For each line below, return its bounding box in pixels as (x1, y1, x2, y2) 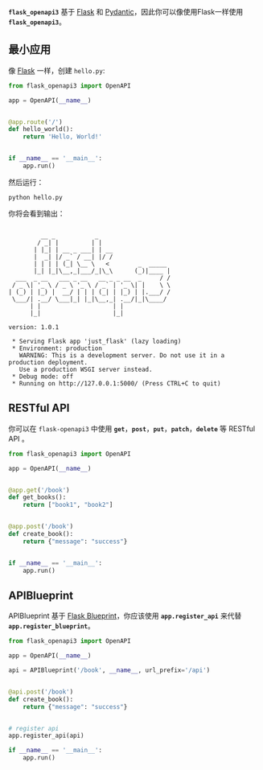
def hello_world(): (8, 126, 74, 134)
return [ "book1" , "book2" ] (23, 501, 113, 509)
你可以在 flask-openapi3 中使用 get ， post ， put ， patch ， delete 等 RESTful (8, 423, 256, 433)
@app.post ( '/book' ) (8, 522, 74, 531)
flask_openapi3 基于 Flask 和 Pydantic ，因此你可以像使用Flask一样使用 (8, 7, 244, 16)
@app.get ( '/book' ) (8, 486, 70, 494)
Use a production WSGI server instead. (18, 365, 153, 373)
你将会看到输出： (8, 208, 65, 218)
